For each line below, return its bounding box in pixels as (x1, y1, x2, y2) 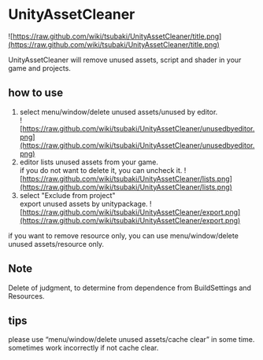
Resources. (8, 291, 45, 300)
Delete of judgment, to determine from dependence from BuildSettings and (8, 283, 252, 292)
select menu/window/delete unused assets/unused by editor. (19, 107, 218, 116)
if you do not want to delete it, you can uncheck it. (19, 165, 183, 174)
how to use (8, 86, 64, 100)
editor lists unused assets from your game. (19, 157, 159, 167)
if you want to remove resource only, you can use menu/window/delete (8, 230, 239, 241)
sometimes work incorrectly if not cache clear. (8, 343, 159, 353)
